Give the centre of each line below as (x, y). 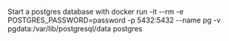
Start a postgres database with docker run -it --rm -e (96, 12)
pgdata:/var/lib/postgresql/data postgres (75, 29)
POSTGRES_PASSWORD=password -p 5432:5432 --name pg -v (114, 20)
